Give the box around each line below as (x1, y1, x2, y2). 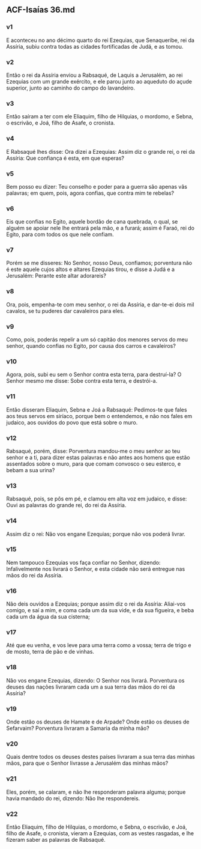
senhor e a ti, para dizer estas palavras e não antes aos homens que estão (6, 454, 190, 461)
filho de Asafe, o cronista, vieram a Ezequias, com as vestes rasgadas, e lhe (6, 829, 194, 837)
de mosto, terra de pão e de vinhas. (6, 648, 95, 656)
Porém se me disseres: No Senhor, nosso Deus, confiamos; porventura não (6, 260, 193, 267)
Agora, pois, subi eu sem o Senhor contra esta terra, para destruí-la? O (6, 371, 182, 378)
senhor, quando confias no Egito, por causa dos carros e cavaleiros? (6, 342, 176, 350)
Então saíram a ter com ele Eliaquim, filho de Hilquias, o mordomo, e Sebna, (6, 113, 194, 120)
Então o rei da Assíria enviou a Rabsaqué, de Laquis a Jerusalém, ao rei (6, 72, 183, 79)
